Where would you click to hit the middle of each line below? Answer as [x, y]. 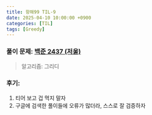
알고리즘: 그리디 [40, 66]
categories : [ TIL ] [30, 23]
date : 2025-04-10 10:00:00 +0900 [49, 18]
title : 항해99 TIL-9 [31, 12]
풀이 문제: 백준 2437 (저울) [44, 51]
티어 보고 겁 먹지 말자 [40, 98]
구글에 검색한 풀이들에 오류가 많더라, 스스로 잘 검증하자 [80, 105]
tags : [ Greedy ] [26, 29]
